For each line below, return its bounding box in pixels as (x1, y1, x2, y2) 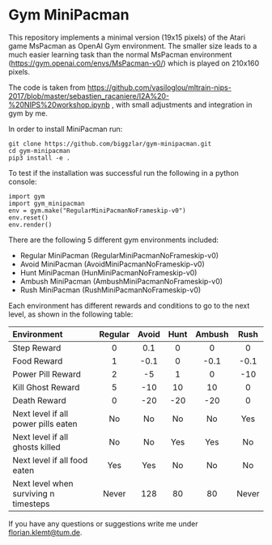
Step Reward (12, 342, 62, 353)
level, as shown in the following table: (8, 309, 134, 319)
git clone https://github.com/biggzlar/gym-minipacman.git (8, 139, 212, 147)
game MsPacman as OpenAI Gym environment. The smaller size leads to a (8, 40, 257, 50)
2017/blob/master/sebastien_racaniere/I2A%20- (8, 91, 170, 100)
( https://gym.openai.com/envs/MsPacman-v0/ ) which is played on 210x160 (8, 58, 260, 68)
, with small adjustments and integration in (112, 100, 253, 109)
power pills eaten (12, 418, 79, 429)
